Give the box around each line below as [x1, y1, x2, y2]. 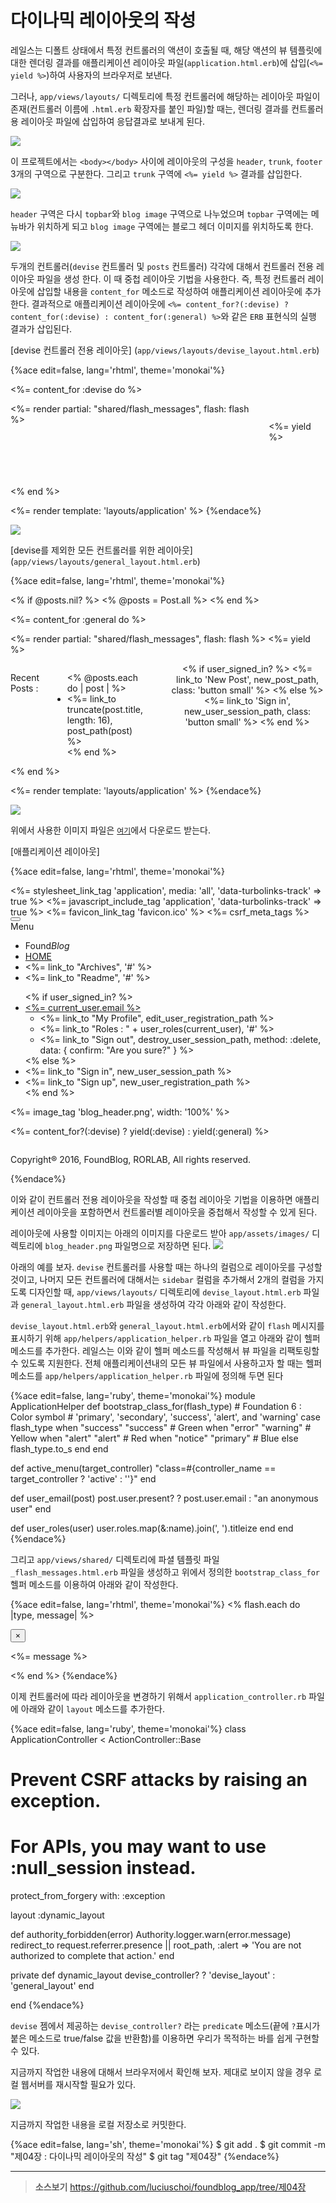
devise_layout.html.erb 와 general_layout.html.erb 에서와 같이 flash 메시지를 [10, 1319, 325, 1331]
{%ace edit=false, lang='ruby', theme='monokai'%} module [10, 1389, 256, 1401]
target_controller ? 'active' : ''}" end [10, 1472, 157, 1485]
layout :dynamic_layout [10, 1909, 105, 1921]
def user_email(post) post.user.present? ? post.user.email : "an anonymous [10, 1492, 319, 1504]
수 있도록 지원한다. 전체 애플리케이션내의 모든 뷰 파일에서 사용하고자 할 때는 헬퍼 [10, 1357, 323, 1369]
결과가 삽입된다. [10, 322, 73, 335]
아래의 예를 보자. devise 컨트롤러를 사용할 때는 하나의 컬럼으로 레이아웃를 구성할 [10, 1261, 323, 1273]
